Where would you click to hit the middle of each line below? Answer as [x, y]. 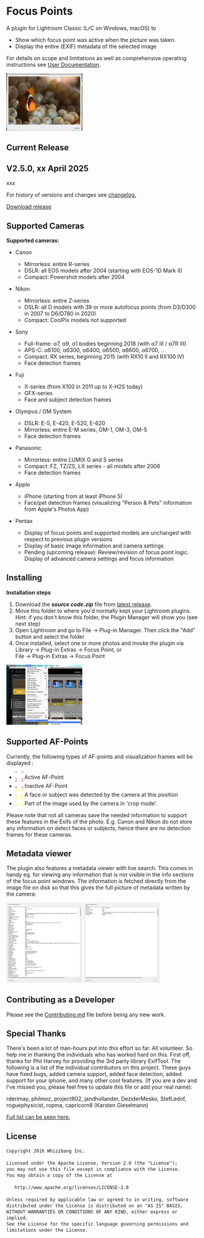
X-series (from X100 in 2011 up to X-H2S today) [83, 386]
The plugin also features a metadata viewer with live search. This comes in [100, 868]
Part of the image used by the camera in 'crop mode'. [91, 803]
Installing [24, 578]
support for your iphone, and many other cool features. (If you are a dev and [102, 1081]
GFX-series [38, 393]
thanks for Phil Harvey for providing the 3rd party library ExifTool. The [93, 1061]
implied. [17, 1218]
